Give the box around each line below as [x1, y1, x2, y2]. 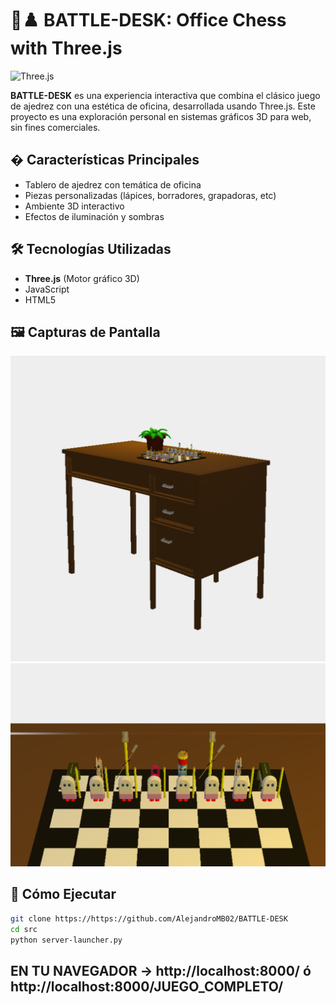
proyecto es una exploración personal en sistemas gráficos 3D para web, [10, 110, 312, 122]
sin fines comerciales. [10, 121, 101, 133]
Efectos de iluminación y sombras [24, 210, 165, 222]
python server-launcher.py [10, 935, 123, 945]
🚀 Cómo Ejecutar [10, 886, 117, 903]
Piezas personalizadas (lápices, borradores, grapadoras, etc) [24, 189, 277, 201]
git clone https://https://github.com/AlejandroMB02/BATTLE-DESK [10, 913, 288, 924]
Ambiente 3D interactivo [24, 200, 125, 212]
